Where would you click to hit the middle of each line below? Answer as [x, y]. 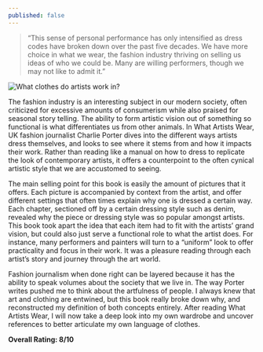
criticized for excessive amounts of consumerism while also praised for [123, 110]
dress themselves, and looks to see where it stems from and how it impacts [130, 143]
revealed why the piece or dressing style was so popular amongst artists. [126, 217]
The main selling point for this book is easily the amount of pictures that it [127, 183]
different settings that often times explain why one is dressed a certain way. [130, 200]
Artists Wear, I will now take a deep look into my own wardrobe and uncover [131, 316]
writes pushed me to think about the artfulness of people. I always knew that [132, 291]
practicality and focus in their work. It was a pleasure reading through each [130, 250]
